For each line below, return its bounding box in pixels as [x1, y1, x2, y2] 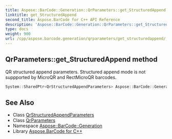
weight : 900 [5, 31, 31, 36]
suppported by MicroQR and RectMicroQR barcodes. [5, 74, 117, 80]
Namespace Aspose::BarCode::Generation [12, 123, 102, 129]
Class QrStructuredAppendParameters [12, 112, 95, 118]
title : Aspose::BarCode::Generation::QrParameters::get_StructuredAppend [5, 7, 166, 13]
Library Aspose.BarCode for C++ [12, 128, 83, 134]
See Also [5, 98, 34, 107]
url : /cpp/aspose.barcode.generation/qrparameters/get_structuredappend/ [5, 36, 166, 42]
